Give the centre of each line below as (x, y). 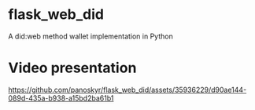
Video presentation (72, 68)
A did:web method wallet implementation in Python (91, 36)
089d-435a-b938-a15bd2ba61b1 (61, 98)
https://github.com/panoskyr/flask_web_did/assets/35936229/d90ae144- (128, 90)
